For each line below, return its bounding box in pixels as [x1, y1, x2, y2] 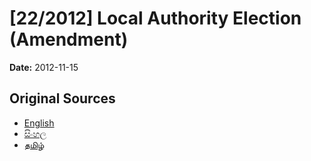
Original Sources [9, 90, 116, 107]
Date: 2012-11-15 [9, 61, 79, 73]
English [23, 117, 55, 129]
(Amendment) [9, 28, 129, 51]
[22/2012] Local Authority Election [9, 7, 302, 30]
